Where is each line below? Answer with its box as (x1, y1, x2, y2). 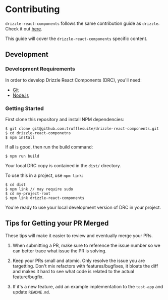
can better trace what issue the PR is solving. (12, 247, 107, 254)
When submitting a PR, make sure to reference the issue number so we (12, 242, 160, 248)
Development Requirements (5, 65, 76, 72)
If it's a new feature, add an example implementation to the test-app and (12, 283, 163, 289)
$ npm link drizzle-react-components (5, 195, 85, 201)
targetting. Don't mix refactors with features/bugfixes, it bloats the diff (12, 262, 158, 269)
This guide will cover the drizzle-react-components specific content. (5, 35, 148, 42)
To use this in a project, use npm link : (5, 172, 83, 178)
